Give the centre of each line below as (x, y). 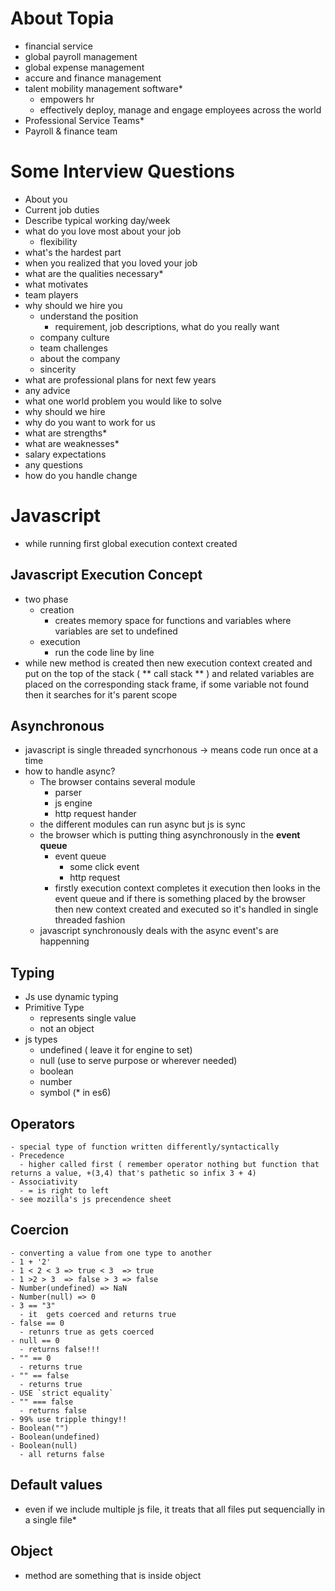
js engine (73, 803)
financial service (58, 46)
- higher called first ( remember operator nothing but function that (169, 1165)
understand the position (89, 316)
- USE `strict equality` (62, 1393)
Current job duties (62, 209)
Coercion (39, 1230)
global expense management (84, 67)
